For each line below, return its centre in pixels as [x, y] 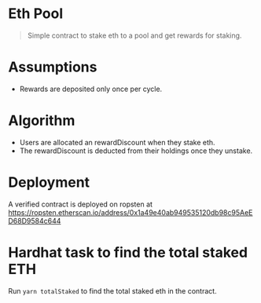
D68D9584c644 [35, 221]
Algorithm [42, 120]
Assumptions [53, 67]
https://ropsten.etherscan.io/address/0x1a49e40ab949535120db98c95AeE [130, 212]
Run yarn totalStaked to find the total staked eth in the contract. [113, 290]
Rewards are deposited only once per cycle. [91, 89]
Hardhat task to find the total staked [128, 252]
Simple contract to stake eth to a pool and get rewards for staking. [134, 35]
